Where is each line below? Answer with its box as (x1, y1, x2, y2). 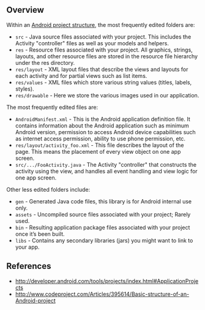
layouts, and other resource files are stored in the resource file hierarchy (15, 52, 198, 60)
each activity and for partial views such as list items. (15, 72, 147, 79)
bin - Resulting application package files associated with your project (15, 224, 190, 231)
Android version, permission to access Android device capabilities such (15, 128, 196, 135)
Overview (6, 5, 45, 15)
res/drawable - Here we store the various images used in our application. (15, 91, 199, 99)
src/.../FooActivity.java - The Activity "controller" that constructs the (15, 161, 197, 168)
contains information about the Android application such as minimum (15, 122, 189, 129)
